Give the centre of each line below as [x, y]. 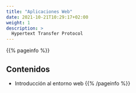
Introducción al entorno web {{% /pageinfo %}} [72, 83]
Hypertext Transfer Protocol [47, 34]
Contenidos [28, 69]
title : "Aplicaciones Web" [39, 12]
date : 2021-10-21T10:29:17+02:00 [47, 17]
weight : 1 [18, 23]
